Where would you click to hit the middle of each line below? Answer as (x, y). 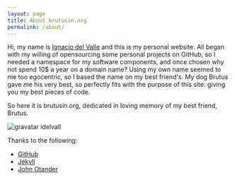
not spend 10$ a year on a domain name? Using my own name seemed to (114, 70)
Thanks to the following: (42, 140)
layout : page (27, 14)
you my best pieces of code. (49, 92)
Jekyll (26, 162)
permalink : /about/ (36, 27)
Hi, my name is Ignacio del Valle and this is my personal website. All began (116, 47)
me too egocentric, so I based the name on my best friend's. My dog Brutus (118, 77)
